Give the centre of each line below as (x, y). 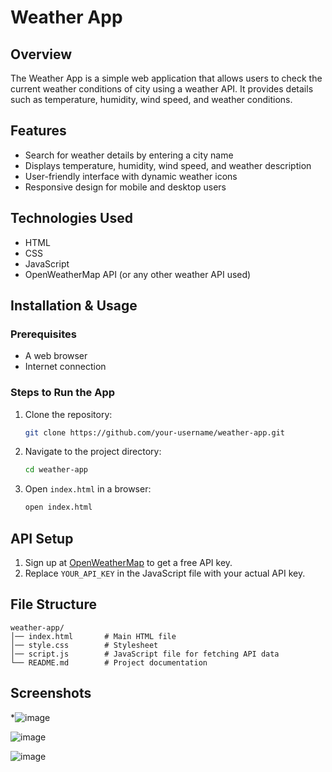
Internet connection (65, 367)
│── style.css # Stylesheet (84, 645)
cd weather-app (56, 470)
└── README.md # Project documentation (109, 662)
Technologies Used (71, 218)
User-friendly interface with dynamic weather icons (131, 176)
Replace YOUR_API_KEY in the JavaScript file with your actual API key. (165, 573)
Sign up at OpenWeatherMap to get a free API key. (128, 563)
